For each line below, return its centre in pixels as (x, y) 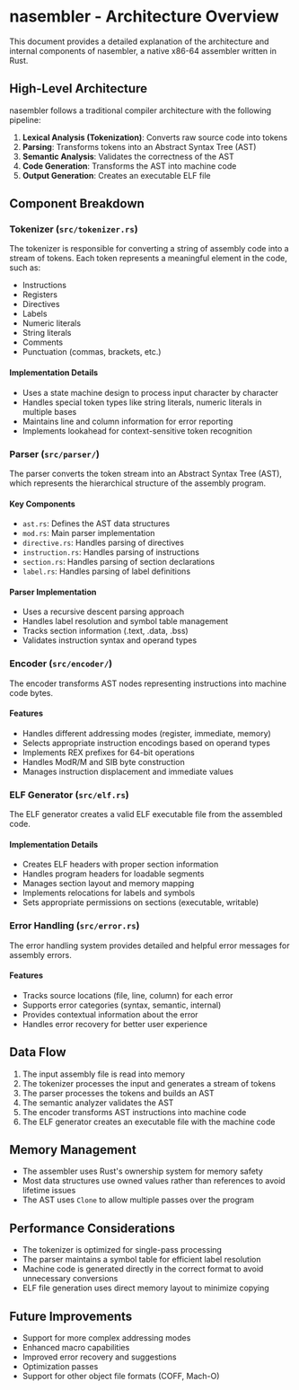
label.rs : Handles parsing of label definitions (106, 571)
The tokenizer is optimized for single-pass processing (122, 1250)
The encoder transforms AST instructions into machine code (134, 1112)
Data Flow (38, 1052)
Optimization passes (60, 1367)
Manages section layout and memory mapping (108, 884)
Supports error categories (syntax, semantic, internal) (122, 1005)
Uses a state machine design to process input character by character (150, 392)
